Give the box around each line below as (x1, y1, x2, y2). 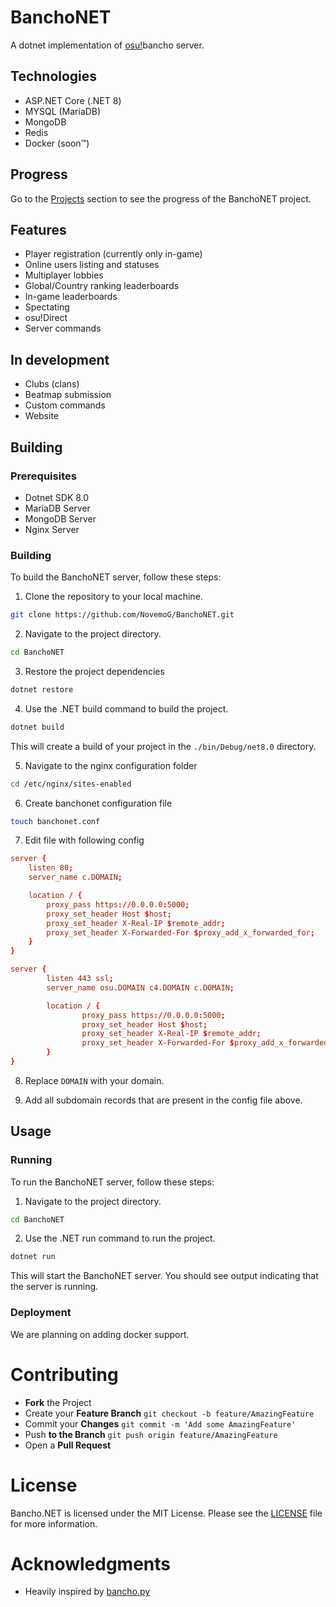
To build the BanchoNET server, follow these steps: (10, 571, 222, 583)
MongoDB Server (24, 512, 97, 525)
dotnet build (10, 722, 65, 732)
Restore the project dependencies (24, 665, 165, 677)
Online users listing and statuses (24, 259, 160, 271)
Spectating (24, 301, 70, 313)
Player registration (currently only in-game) (24, 248, 203, 260)
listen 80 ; (28, 863, 74, 873)
